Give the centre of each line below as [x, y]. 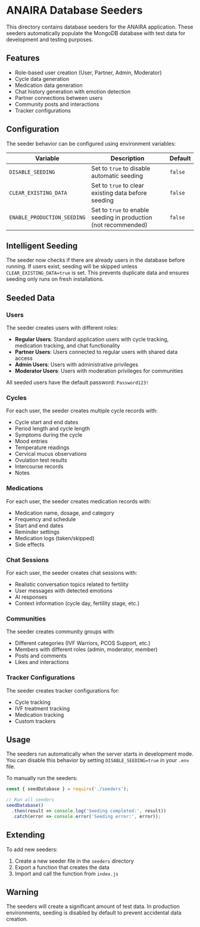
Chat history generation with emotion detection [73, 91]
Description [127, 158]
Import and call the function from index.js [67, 873]
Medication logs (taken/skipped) [54, 538]
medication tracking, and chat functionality [67, 346]
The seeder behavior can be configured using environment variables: [91, 143]
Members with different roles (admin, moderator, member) [86, 650]
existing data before [119, 193]
